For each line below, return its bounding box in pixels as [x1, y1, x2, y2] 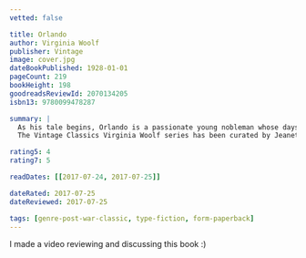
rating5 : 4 [9, 148, 51, 157]
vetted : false [9, 13, 64, 23]
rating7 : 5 [9, 156, 51, 165]
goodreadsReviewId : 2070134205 [9, 88, 128, 98]
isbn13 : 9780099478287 [9, 98, 96, 107]
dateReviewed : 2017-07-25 [9, 197, 107, 206]
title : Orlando [9, 29, 67, 39]
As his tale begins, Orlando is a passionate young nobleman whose [17, 122, 280, 132]
